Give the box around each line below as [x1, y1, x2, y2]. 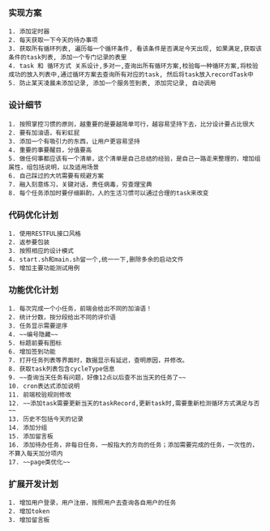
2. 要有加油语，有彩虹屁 [8, 128, 80, 137]
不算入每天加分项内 [8, 450, 63, 458]
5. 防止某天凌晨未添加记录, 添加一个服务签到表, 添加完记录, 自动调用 [8, 79, 216, 88]
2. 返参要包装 [8, 238, 50, 246]
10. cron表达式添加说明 [8, 383, 80, 391]
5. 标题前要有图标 [8, 339, 62, 348]
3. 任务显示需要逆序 [8, 322, 68, 330]
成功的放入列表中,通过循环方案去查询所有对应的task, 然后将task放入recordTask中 [8, 71, 254, 79]
